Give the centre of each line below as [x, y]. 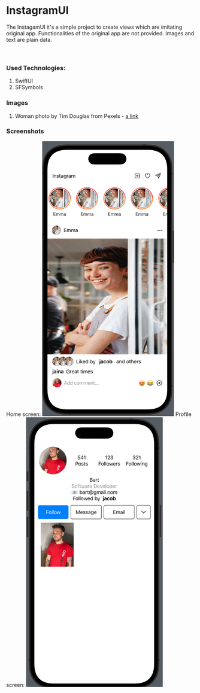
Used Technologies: [36, 68]
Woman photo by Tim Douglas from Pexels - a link [77, 116]
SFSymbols [29, 87]
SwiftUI [24, 81]
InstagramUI [37, 10]
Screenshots [25, 131]
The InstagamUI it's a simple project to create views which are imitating [94, 27]
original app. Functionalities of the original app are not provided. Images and [100, 33]
